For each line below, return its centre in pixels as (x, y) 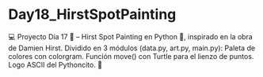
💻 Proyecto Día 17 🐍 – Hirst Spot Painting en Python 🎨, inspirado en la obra (131, 36)
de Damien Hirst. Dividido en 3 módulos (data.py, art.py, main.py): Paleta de (132, 48)
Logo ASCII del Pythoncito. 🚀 (55, 64)
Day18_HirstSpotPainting (92, 15)
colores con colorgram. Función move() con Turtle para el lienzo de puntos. (131, 56)
